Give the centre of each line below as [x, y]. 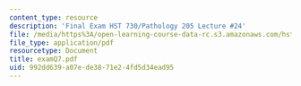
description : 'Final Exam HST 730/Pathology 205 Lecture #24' [128, 26]
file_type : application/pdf [62, 43]
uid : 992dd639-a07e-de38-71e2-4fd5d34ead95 [92, 68]
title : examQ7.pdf [43, 59]
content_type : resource [54, 17]
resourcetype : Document [54, 51]
